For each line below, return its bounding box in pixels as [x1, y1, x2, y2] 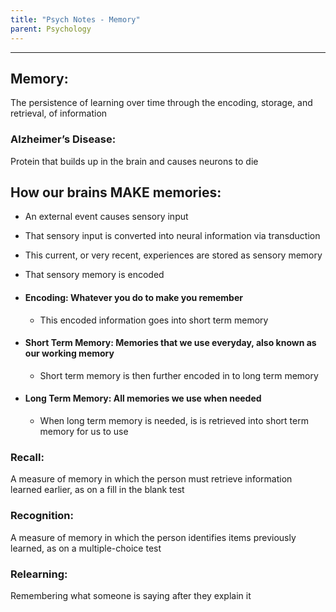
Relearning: [10, 567, 68, 581]
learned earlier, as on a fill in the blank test [10, 484, 185, 496]
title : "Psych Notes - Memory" [10, 14, 141, 25]
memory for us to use [39, 426, 129, 438]
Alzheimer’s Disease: [10, 132, 117, 146]
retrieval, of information [10, 107, 108, 120]
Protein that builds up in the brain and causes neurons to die [10, 155, 259, 167]
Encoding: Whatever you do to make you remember [24, 292, 243, 304]
